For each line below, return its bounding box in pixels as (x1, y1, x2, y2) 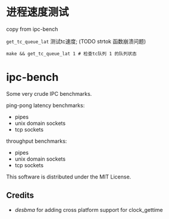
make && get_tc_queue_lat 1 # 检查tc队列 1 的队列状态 (6, 51, 137, 57)
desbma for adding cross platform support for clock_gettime (14, 206, 163, 213)
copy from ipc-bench (6, 25, 58, 33)
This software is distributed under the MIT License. (6, 173, 132, 180)
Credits (6, 190, 35, 201)
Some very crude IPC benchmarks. (6, 90, 92, 97)
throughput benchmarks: (6, 137, 67, 145)
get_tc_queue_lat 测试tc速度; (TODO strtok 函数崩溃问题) (6, 37, 146, 45)
